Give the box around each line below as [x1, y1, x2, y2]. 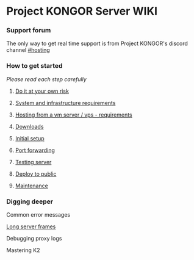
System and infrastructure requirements [15, 99, 116, 106]
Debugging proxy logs [6, 235, 62, 242]
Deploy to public [15, 170, 57, 178]
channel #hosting [6, 46, 50, 54]
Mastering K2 [6, 247, 41, 254]
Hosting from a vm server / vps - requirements [15, 111, 132, 118]
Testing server [15, 158, 52, 165]
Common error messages [6, 211, 71, 218]
